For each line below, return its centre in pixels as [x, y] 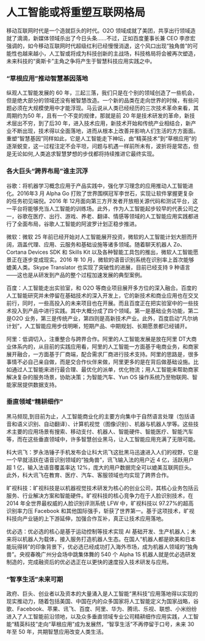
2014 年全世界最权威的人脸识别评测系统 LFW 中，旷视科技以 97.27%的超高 [100, 503]
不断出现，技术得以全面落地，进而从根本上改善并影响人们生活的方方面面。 [105, 131]
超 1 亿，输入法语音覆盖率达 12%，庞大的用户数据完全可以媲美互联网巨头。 [101, 467]
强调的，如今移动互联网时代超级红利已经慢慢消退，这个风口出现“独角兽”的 [100, 46]
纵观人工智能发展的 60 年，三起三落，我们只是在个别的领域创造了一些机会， [102, 93]
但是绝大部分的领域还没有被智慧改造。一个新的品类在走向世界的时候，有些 [100, 101]
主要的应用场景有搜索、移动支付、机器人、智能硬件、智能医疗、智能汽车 [102, 431]
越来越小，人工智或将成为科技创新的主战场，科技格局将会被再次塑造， [110, 53]
